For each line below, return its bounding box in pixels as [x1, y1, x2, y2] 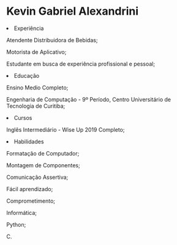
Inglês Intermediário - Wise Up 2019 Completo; [6, 126, 125, 133]
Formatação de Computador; [6, 149, 80, 157]
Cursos [14, 114, 32, 121]
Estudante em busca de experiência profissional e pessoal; [6, 60, 155, 67]
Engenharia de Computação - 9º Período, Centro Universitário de [6, 96, 171, 103]
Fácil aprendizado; [6, 185, 53, 192]
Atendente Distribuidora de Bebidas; [6, 36, 98, 43]
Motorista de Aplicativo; [6, 48, 67, 56]
